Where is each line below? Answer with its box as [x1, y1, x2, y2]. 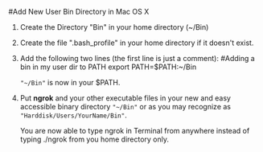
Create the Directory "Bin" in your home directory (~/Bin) [19, 23, 209, 31]
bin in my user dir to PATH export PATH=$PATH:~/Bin [19, 62, 197, 72]
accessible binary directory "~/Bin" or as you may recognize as [19, 102, 232, 111]
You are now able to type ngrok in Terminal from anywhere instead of [19, 126, 250, 135]
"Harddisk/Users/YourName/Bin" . [19, 110, 127, 120]
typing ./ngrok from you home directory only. [19, 134, 170, 144]
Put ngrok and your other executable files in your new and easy [19, 93, 232, 103]
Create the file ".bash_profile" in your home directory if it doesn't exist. [19, 38, 254, 47]
